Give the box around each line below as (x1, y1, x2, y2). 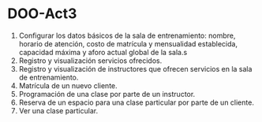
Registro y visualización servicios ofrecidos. (18, 56, 163, 65)
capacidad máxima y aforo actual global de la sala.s (18, 47, 188, 57)
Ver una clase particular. (18, 105, 99, 115)
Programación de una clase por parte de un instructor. (18, 89, 196, 98)
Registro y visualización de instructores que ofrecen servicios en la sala (18, 64, 253, 73)
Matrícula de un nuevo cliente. (18, 80, 118, 91)
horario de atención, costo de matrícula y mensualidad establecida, (18, 39, 238, 48)
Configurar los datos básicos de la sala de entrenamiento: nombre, (18, 31, 236, 40)
